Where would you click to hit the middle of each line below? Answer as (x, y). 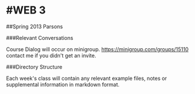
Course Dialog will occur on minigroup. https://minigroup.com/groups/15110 (97, 49)
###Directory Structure (34, 67)
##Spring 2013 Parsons (35, 26)
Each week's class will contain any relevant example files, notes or (87, 78)
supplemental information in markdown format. (63, 84)
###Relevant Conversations (40, 38)
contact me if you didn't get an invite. (51, 55)
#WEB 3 (26, 10)
